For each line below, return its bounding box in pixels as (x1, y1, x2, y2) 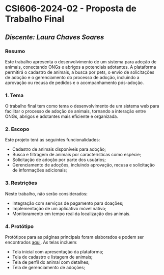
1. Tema (5, 92, 24, 99)
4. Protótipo (5, 223, 34, 230)
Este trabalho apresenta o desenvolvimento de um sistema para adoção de (5, 58, 157, 64)
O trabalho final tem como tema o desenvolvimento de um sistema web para (5, 103, 160, 109)
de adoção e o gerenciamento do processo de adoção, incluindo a (5, 74, 140, 80)
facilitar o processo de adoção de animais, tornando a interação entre (5, 109, 146, 114)
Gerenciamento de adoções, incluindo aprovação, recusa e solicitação (12, 162, 155, 168)
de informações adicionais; (12, 167, 67, 173)
